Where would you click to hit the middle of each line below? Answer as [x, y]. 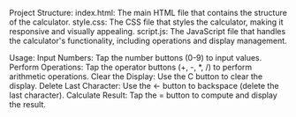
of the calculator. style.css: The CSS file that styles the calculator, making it [147, 22]
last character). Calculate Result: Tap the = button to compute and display [144, 95]
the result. [28, 104]
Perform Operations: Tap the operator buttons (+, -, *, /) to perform [131, 67]
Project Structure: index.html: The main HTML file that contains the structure [148, 13]
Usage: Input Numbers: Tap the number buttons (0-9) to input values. [136, 58]
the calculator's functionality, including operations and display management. [148, 40]
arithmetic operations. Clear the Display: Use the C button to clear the [136, 77]
